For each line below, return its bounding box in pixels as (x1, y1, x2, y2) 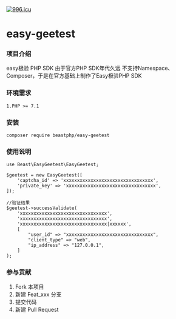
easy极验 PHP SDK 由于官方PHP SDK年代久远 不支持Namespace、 (6, 64, 174, 72)
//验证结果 (6, 200, 30, 206)
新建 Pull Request (15, 306, 59, 313)
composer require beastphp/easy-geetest (6, 132, 110, 139)
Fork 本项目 (15, 283, 44, 290)
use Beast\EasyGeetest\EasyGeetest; (6, 161, 99, 168)
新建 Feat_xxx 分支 (15, 290, 62, 298)
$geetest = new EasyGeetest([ (6, 172, 83, 178)
